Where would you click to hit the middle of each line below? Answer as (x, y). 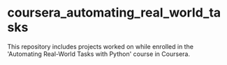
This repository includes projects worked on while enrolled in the (101, 46)
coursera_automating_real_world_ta (114, 13)
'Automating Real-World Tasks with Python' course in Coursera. (99, 54)
